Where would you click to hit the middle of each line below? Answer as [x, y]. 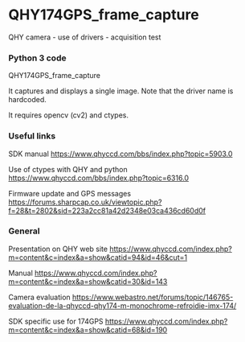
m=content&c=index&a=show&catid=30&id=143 [88, 281]
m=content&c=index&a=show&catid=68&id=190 [88, 330]
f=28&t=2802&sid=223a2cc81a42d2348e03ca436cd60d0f [107, 210]
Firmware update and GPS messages [69, 193]
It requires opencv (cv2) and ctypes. [69, 115]
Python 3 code [37, 58]
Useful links [32, 136]
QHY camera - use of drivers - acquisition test [85, 37]
